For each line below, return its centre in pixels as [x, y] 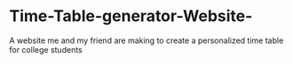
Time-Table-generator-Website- [131, 16]
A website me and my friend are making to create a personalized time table [146, 40]
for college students [46, 49]
